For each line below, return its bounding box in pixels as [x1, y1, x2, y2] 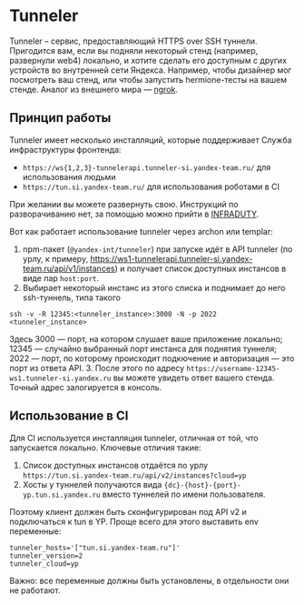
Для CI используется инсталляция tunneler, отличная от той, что [9, 432, 259, 443]
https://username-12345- [186, 364, 280, 373]
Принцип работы [9, 110, 112, 126]
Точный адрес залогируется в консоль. [9, 381, 162, 392]
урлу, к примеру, [22, 253, 89, 264]
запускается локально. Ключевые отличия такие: [9, 442, 201, 453]
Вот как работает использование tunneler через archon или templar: [9, 226, 274, 237]
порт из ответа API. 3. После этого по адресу [9, 362, 185, 373]
